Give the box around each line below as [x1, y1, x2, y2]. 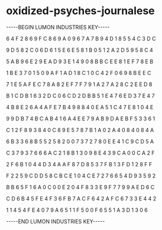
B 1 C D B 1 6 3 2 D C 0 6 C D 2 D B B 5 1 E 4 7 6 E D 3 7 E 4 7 [6, 92, 155, 99]
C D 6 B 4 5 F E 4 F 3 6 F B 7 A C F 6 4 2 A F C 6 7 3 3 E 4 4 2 [6, 195, 157, 202]
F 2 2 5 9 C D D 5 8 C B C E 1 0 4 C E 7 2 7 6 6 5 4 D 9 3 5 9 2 [6, 172, 156, 179]
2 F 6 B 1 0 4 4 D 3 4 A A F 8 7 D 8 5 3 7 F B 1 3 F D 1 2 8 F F [6, 160, 153, 167]
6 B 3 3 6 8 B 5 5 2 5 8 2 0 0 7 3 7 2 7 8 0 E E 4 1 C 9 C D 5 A [6, 137, 154, 145]
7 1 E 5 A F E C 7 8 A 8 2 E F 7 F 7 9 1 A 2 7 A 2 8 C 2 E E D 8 [6, 81, 153, 88]
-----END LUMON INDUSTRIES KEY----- [6, 218, 105, 225]
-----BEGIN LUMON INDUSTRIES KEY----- [6, 24, 110, 31]
